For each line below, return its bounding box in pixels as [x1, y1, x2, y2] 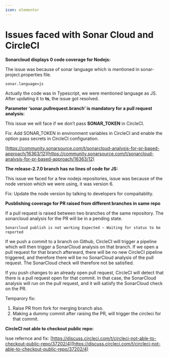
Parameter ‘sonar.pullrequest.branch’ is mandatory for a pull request [5, 105, 152, 111]
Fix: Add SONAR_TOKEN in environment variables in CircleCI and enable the [5, 130, 162, 136]
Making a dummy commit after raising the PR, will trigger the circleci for [12, 310, 161, 316]
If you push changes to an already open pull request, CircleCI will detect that [5, 269, 164, 275]
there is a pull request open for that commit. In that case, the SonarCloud [5, 275, 156, 281]
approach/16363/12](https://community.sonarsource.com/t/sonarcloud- [5, 151, 154, 157]
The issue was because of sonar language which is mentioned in [5, 66, 140, 72]
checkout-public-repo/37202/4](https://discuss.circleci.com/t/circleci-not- [5, 340, 161, 346]
